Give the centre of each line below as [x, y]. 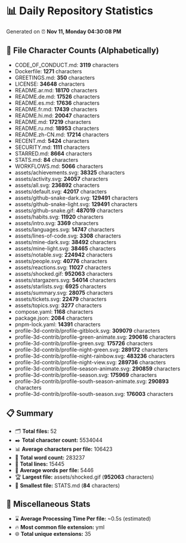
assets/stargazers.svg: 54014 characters [65, 280]
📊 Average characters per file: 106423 [63, 449]
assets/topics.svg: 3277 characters [58, 305]
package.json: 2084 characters [54, 318]
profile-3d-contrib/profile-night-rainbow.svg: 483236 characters [94, 356]
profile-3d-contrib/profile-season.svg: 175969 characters [86, 375]
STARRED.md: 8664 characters [53, 153]
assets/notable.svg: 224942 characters [64, 255]
